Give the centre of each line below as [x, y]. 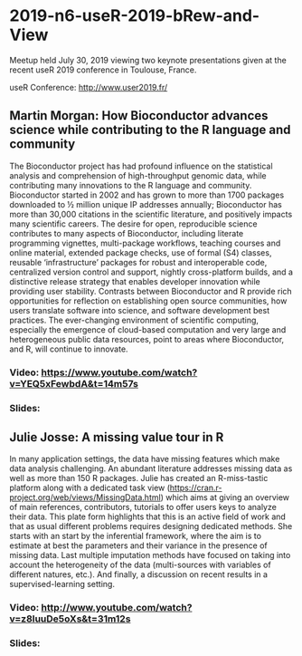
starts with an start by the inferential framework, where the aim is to [136, 536]
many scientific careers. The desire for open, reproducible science [133, 224]
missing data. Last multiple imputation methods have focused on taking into [150, 555]
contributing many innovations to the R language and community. [131, 185]
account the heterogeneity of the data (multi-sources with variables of [140, 565]
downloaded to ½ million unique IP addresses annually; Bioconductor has [146, 204]
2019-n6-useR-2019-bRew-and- [135, 16]
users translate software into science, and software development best [139, 310]
